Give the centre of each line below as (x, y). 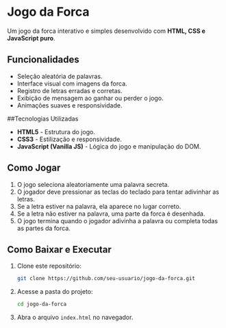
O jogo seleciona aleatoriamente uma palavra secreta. (93, 184)
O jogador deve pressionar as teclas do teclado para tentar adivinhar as (118, 192)
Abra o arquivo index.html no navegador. (75, 317)
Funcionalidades (43, 60)
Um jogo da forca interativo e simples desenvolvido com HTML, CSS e (106, 31)
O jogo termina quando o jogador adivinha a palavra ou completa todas (117, 220)
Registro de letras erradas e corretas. (70, 90)
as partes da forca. (43, 228)
